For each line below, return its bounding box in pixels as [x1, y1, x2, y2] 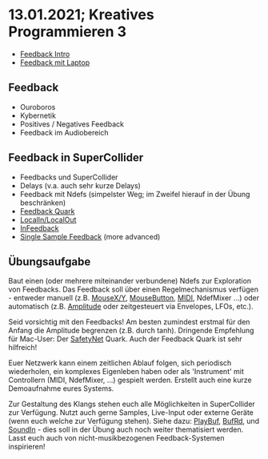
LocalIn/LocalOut [19, 215, 77, 224]
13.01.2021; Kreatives [8, 6, 154, 24]
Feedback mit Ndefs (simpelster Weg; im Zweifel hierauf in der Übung [19, 189, 250, 199]
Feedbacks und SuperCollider [19, 172, 118, 182]
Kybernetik [19, 111, 56, 120]
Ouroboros [19, 102, 56, 111]
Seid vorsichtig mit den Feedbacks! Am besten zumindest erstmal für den [8, 317, 250, 327]
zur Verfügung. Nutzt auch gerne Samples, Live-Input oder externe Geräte [8, 408, 254, 417]
